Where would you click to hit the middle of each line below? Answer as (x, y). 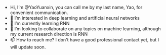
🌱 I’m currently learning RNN (40, 23)
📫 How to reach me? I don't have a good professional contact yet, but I (85, 40)
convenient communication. (39, 13)
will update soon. (28, 47)
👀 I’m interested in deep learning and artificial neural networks (75, 18)
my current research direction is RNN (49, 34)
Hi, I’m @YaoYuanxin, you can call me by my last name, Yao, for (76, 7)
